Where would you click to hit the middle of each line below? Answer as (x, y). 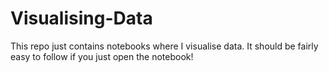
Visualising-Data (81, 18)
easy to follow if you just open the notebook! (102, 56)
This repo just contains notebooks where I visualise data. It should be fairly (164, 46)
